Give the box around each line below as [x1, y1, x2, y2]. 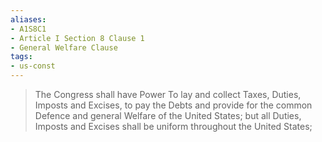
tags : [10, 52, 33, 62]
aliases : [10, 14, 47, 25]
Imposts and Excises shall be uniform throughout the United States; [34, 121, 313, 132]
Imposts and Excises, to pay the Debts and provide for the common [34, 99, 313, 111]
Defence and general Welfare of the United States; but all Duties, [34, 110, 302, 121]
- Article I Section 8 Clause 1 [10, 33, 145, 43]
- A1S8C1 [10, 24, 47, 34]
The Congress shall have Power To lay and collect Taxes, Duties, [34, 89, 302, 100]
